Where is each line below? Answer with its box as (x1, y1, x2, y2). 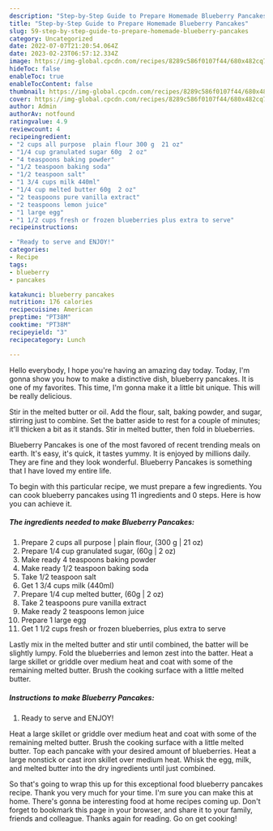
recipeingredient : (9, 132, 71, 141)
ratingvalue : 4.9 (9, 118, 68, 126)
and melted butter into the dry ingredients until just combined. (9, 764, 215, 773)
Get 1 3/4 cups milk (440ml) (20, 581, 114, 591)
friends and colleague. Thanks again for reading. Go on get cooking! (9, 814, 237, 824)
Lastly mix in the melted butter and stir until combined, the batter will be (9, 639, 250, 650)
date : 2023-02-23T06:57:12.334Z (9, 50, 118, 58)
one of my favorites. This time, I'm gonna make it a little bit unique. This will (9, 383, 261, 392)
